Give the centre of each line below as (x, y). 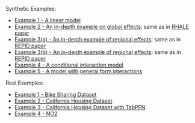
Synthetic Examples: (31, 9)
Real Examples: (25, 83)
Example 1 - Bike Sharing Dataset (55, 94)
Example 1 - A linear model (47, 20)
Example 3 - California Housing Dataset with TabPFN (80, 107)
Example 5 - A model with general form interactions (78, 71)
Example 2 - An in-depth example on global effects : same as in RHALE (101, 27)
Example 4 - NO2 (36, 114)
